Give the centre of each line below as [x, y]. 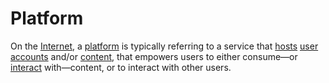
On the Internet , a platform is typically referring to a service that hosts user [164, 46]
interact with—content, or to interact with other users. [121, 67]
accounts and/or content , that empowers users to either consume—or [154, 56]
